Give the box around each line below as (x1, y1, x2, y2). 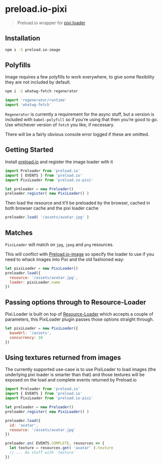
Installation (5, 34, 40, 42)
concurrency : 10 (9, 335, 43, 340)
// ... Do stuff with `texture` (9, 450, 76, 455)
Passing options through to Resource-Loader (5, 298, 146, 306)
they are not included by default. (5, 79, 71, 85)
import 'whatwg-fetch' (5, 102, 52, 107)
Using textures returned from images (5, 353, 122, 362)
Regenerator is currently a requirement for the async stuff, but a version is (5, 111, 155, 117)
